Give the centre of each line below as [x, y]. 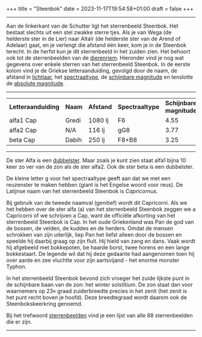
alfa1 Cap [23, 120]
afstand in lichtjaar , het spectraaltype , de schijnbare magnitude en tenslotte [100, 77]
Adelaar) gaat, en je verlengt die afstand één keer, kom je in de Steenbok [96, 45]
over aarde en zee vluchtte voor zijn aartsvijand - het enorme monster [93, 260]
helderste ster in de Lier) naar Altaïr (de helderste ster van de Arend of [93, 39]
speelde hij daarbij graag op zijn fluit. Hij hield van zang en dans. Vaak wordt [101, 241]
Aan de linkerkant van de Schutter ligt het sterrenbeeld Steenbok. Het [92, 26]
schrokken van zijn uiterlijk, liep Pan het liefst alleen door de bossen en [94, 235]
